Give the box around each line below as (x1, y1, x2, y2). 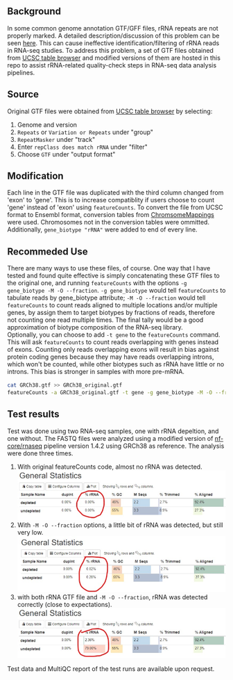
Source (7, 88, 40, 100)
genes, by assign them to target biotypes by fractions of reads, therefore (7, 309, 216, 317)
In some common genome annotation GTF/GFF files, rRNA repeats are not (7, 24, 218, 32)
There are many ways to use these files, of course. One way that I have (7, 264, 211, 273)
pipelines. (7, 68, 35, 76)
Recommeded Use (7, 245, 88, 257)
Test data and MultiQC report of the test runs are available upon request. (7, 664, 215, 673)
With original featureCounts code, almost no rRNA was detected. (17, 462, 202, 471)
